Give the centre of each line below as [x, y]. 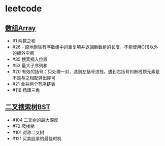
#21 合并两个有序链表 [34, 84]
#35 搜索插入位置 [30, 59]
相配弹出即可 [42, 78]
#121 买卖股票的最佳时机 [37, 138]
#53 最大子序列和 [30, 65]
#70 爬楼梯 [23, 126]
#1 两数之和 [24, 41]
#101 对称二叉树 [28, 132]
